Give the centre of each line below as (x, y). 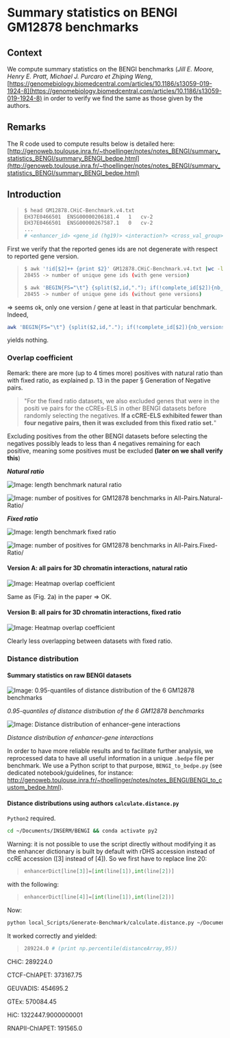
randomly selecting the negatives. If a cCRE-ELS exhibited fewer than (123, 415)
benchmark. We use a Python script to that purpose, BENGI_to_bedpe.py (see (115, 766)
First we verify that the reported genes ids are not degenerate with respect (112, 249)
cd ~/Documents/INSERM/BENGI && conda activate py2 (82, 831)
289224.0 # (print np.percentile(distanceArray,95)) (101, 948)
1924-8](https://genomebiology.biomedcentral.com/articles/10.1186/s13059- (115, 91)
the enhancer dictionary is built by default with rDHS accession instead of (111, 851)
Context (25, 53)
